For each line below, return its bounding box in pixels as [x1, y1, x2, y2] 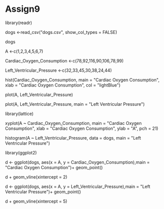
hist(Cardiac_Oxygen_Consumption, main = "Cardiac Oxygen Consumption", [5, 77, 160, 83]
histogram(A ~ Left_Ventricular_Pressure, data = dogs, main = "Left [5, 135, 141, 141]
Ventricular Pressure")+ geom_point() [5, 188, 81, 195]
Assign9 [5, 3, 40, 15]
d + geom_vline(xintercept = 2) [5, 174, 67, 180]
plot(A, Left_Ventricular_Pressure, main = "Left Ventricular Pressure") [5, 101, 145, 107]
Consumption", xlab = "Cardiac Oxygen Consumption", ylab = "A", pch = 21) [5, 125, 159, 131]
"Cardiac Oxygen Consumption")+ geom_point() [5, 164, 103, 170]
